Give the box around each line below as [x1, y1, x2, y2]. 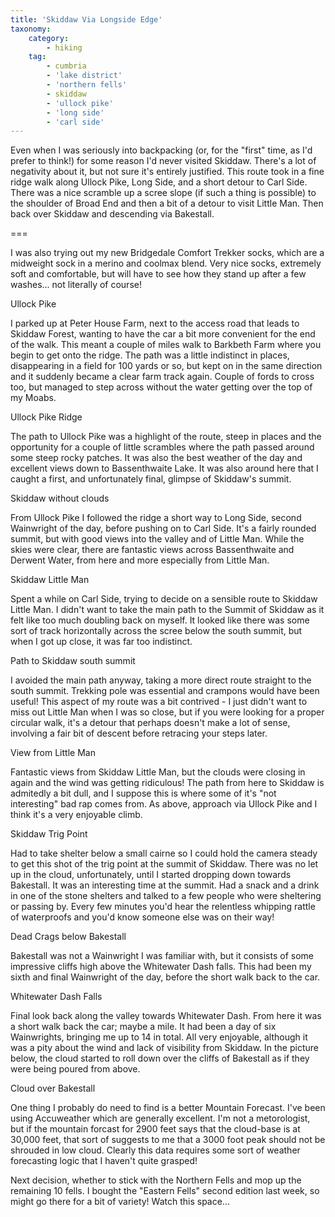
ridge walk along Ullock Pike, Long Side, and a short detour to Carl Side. [10, 176, 308, 188]
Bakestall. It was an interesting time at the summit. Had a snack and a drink [10, 879, 320, 891]
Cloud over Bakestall [10, 1082, 96, 1095]
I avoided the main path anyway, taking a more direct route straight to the [10, 674, 312, 686]
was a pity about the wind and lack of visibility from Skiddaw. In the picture [10, 1042, 319, 1054]
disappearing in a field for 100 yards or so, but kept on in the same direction [10, 360, 323, 372]
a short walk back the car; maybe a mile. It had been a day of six [10, 1021, 277, 1033]
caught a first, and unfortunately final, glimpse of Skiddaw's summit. [10, 473, 292, 485]
